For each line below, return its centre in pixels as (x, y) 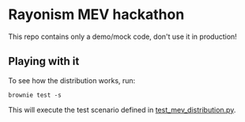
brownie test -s (35, 95)
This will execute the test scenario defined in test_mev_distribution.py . (122, 109)
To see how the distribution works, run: (72, 80)
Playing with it (44, 61)
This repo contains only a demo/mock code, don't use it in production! (122, 36)
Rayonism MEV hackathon (96, 15)
